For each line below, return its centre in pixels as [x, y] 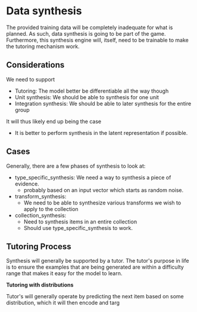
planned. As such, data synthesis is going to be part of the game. [86, 33]
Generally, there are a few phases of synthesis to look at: [76, 166]
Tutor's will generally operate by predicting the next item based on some [95, 297]
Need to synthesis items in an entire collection [80, 222]
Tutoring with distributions [40, 285]
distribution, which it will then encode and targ [63, 303]
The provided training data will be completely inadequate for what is [90, 27]
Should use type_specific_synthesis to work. [78, 228]
